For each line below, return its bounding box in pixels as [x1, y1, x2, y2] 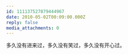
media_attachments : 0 [6, 25, 60, 31]
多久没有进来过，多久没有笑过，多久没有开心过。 [6, 42, 125, 49]
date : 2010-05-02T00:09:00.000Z [6, 14, 86, 20]
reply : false [6, 19, 38, 25]
